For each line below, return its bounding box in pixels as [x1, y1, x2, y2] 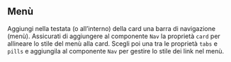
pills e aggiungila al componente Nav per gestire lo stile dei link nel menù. [7, 46, 225, 55]
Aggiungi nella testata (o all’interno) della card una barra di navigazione [7, 24, 216, 32]
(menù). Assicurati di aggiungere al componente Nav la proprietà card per [7, 32, 221, 40]
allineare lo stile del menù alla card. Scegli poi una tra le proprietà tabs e [7, 39, 218, 48]
